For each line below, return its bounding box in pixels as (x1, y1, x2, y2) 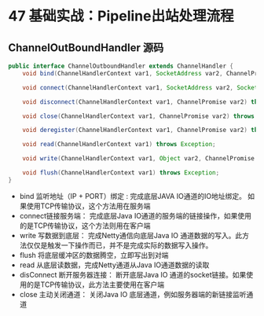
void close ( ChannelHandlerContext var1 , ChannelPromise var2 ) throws (22, 112, 255, 120)
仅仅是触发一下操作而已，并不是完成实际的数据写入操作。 (26, 241, 213, 250)
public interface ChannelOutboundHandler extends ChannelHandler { (8, 62, 234, 70)
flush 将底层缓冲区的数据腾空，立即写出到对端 (19, 250, 169, 259)
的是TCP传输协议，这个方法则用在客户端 (19, 221, 151, 230)
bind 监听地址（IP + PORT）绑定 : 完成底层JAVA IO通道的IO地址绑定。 (19, 191, 246, 200)
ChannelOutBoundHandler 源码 (8, 41, 164, 54)
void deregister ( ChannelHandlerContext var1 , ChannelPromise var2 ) (22, 127, 247, 134)
